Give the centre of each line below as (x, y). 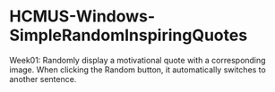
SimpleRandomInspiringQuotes (129, 35)
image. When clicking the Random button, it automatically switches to (137, 70)
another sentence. (43, 79)
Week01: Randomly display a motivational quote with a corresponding (137, 60)
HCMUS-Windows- (82, 17)
